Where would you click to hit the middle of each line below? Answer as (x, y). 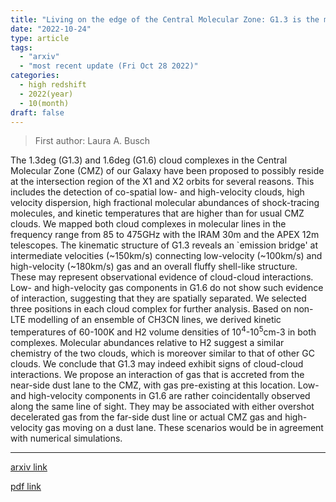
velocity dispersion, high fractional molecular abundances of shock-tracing (165, 203)
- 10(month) (44, 103)
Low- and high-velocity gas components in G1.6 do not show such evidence (167, 288)
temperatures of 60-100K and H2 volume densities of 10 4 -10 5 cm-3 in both (163, 331)
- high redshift (53, 85)
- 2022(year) (46, 94)
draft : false (37, 112)
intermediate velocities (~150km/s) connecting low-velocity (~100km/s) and (166, 256)
